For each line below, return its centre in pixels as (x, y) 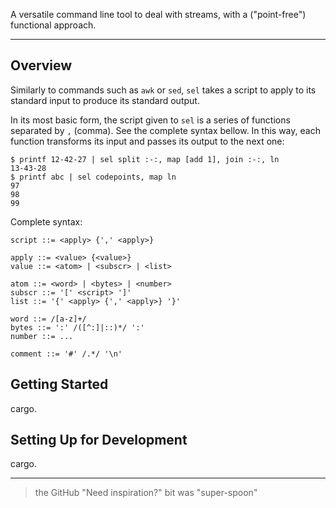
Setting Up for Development (99, 440)
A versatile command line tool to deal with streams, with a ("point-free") (158, 14)
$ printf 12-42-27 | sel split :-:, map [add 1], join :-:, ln (145, 159)
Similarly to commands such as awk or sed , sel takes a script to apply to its (163, 90)
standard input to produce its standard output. (105, 100)
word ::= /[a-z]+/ (48, 319)
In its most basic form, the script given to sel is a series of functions (150, 120)
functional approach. (53, 25)
